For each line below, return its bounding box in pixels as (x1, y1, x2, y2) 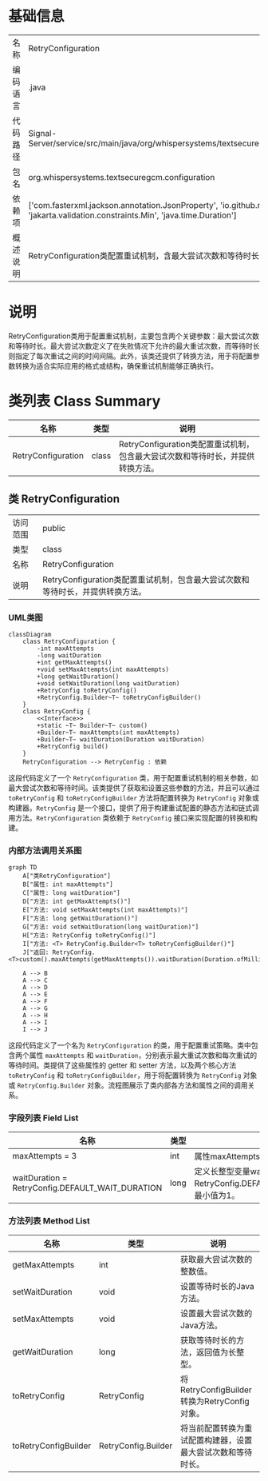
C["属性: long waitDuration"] (22, 889, 121, 897)
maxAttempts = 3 (12, 1150, 77, 1161)
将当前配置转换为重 (180, 1423, 253, 1434)
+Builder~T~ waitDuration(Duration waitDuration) (37, 735, 205, 744)
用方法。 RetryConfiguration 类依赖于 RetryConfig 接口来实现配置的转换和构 (8, 812, 258, 822)
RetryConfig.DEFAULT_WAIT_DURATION (12, 1182, 163, 1193)
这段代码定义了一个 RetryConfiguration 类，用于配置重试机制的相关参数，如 (8, 772, 258, 782)
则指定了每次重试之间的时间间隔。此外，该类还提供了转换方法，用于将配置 (8, 351, 253, 361)
